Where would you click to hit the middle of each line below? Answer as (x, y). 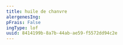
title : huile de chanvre (37, 11)
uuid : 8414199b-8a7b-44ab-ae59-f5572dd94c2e (62, 33)
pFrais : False (24, 22)
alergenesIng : (24, 17)
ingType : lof (22, 28)
